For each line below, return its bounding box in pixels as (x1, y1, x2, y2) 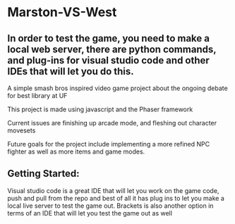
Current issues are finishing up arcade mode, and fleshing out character (7, 119, 217, 127)
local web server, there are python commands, (7, 43, 217, 55)
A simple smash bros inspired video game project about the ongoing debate (7, 84, 228, 92)
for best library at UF (7, 92, 68, 99)
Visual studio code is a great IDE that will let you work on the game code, (7, 186, 219, 194)
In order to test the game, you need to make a (7, 32, 210, 44)
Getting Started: (7, 168, 80, 180)
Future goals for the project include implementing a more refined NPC (7, 140, 210, 148)
